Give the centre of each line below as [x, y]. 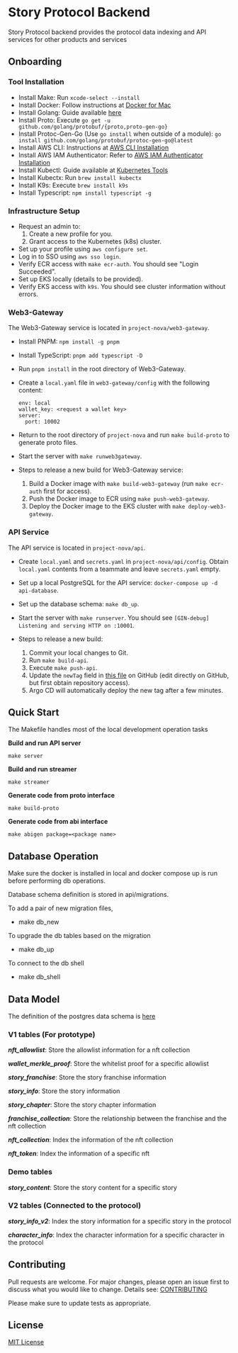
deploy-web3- [207, 507]
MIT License [26, 1342]
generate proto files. [48, 443]
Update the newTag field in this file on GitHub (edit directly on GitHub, [129, 675]
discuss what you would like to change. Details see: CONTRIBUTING [108, 1289]
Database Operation [53, 856]
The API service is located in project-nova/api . [77, 548]
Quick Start [34, 712]
